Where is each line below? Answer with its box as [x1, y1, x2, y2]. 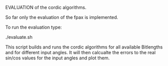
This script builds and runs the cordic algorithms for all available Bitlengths [5, 44, 163, 50]
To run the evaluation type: [5, 24, 62, 30]
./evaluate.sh [5, 34, 33, 40]
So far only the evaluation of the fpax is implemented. [5, 14, 119, 20]
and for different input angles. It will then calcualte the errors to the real [5, 50, 156, 55]
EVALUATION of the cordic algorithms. [5, 5, 87, 10]
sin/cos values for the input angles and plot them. [5, 55, 110, 61]
